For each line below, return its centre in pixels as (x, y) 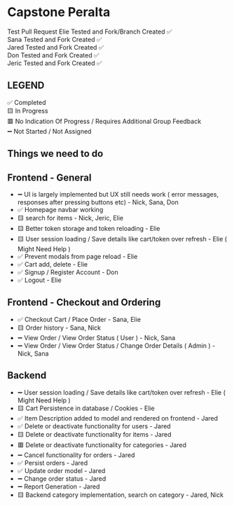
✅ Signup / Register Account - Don (68, 272)
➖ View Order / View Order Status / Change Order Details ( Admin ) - (116, 345)
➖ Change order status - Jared (62, 478)
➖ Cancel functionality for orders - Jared (76, 455)
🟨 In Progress (28, 111)
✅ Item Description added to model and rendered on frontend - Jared (118, 418)
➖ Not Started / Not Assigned (49, 131)
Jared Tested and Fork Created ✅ (56, 47)
